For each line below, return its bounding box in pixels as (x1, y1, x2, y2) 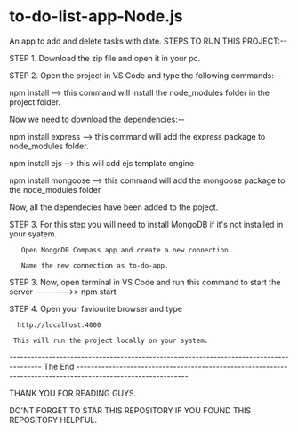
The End (43, 361, 75, 372)
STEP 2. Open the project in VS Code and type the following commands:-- (9, 69, 282, 81)
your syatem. (9, 228, 58, 239)
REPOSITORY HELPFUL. (9, 414, 98, 425)
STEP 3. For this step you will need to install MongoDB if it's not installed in (9, 219, 284, 229)
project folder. (9, 96, 60, 108)
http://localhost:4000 (17, 320, 101, 330)
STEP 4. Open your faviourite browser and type (9, 303, 182, 314)
